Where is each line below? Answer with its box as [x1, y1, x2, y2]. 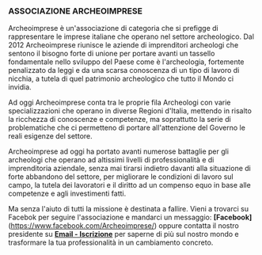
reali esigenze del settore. [8, 131, 93, 141]
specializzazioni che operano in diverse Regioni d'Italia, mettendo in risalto [8, 106, 252, 116]
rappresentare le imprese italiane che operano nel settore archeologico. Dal [8, 32, 255, 41]
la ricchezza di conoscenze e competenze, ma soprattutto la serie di [8, 115, 231, 124]
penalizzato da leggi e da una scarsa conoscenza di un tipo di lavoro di [8, 66, 240, 75]
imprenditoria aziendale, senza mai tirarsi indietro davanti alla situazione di [8, 164, 251, 173]
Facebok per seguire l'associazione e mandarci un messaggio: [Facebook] [8, 212, 253, 223]
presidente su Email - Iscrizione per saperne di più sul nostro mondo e [8, 230, 239, 239]
